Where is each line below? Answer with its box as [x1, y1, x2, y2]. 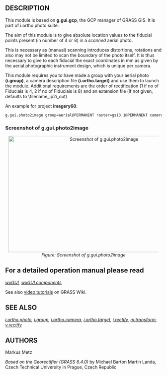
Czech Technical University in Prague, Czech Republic [5, 364, 117, 370]
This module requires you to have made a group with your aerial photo [5, 72, 149, 78]
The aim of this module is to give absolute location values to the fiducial [5, 32, 152, 38]
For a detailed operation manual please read [5, 266, 144, 275]
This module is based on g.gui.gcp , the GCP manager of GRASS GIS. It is [5, 17, 156, 23]
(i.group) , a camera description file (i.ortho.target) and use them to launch [5, 77, 159, 83]
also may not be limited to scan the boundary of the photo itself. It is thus [5, 52, 155, 58]
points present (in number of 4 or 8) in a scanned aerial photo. [5, 37, 133, 43]
